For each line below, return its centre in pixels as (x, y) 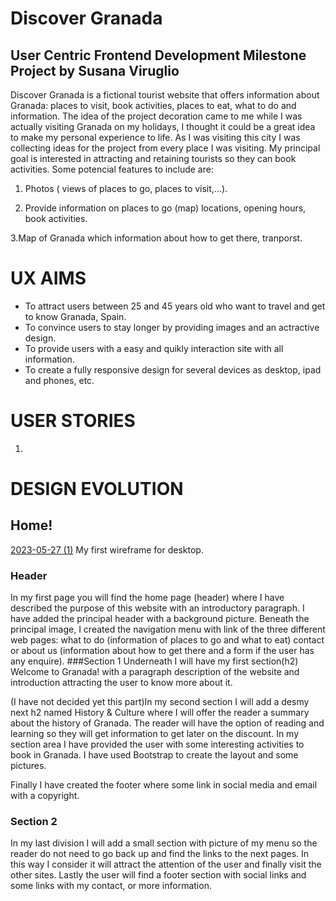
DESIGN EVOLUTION (97, 489)
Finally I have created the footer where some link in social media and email (164, 785)
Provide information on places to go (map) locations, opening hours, (165, 208)
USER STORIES (73, 421)
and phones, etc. (59, 380)
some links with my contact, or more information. (111, 886)
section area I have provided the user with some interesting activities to (157, 744)
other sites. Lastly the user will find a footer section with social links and (158, 875)
